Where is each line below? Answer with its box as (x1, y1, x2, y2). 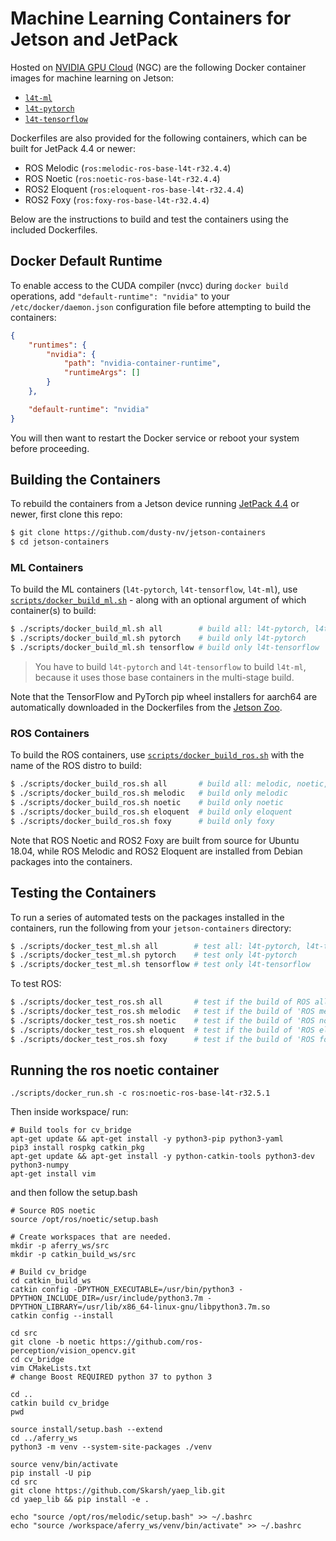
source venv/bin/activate (10, 1460, 118, 1470)
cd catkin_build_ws (10, 1276, 92, 1286)
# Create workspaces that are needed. (10, 1232, 172, 1242)
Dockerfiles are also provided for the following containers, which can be (10, 132, 308, 144)
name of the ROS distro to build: (10, 760, 142, 772)
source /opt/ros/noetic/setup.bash (10, 1215, 159, 1225)
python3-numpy (10, 1160, 70, 1171)
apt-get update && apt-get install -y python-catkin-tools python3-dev (10, 1152, 315, 1162)
